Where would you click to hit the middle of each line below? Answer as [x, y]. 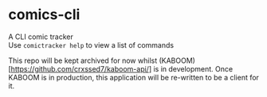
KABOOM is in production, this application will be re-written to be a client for [133, 77]
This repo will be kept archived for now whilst [83, 60]
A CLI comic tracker [41, 37]
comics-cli [44, 15]
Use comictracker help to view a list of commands [91, 45]
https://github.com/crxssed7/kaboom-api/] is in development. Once [122, 68]
